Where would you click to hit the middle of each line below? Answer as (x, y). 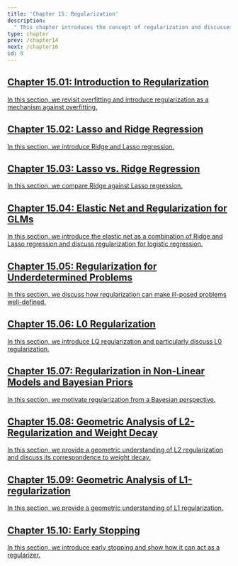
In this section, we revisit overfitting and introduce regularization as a (108, 99)
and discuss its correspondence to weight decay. (79, 457)
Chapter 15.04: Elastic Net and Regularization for (118, 208)
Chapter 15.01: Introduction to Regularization (108, 82)
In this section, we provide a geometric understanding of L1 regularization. (115, 508)
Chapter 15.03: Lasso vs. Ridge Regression (104, 169)
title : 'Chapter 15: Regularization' (63, 14)
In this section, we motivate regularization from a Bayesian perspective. (112, 399)
